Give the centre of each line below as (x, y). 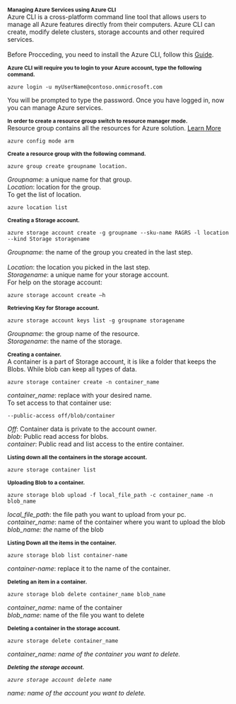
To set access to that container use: (59, 403)
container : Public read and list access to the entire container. (96, 444)
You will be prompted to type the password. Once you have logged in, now (116, 100)
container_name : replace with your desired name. (79, 395)
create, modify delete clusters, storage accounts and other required (106, 32)
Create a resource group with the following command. (77, 154)
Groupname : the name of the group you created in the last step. (100, 252)
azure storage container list (52, 470)
